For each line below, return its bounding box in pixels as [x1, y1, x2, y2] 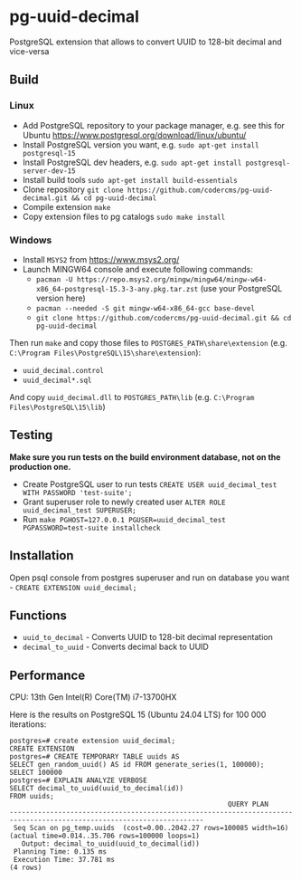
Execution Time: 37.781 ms [13, 856, 116, 865]
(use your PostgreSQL [200, 282, 283, 293]
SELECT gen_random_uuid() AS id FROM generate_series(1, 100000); [9, 760, 265, 770]
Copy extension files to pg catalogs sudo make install [22, 211, 226, 222]
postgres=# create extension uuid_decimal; [9, 736, 176, 746]
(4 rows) [9, 863, 42, 873]
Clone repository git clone [22, 184, 124, 195]
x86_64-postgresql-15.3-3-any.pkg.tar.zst [35, 284, 199, 293]
